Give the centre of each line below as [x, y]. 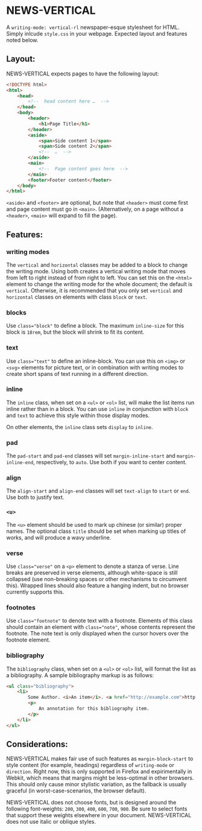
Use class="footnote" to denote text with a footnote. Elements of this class [99, 621]
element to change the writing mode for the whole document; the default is [99, 284]
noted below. [22, 40]
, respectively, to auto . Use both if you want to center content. [110, 462]
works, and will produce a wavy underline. [59, 537]
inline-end [20, 463]
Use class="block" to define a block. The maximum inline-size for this [95, 326]
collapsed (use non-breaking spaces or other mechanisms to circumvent [96, 579]
